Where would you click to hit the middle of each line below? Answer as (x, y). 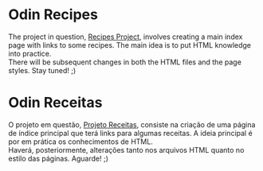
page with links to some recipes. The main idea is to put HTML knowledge (130, 45)
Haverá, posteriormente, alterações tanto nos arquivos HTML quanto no (126, 150)
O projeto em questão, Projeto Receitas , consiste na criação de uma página (132, 124)
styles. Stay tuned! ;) (42, 70)
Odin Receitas (55, 103)
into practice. (30, 53)
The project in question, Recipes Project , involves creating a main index (126, 37)
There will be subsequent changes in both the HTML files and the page (125, 62)
